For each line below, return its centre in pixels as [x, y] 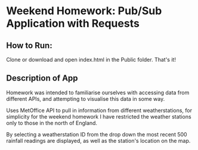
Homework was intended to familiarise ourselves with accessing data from [98, 92]
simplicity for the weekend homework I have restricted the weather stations [99, 116]
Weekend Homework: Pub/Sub [84, 11]
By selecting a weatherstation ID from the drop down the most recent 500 [97, 134]
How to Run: [29, 45]
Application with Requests [73, 23]
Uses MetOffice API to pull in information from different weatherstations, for [99, 110]
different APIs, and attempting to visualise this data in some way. [86, 98]
